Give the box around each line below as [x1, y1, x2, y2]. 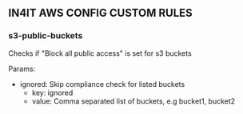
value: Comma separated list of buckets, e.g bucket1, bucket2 [31, 96, 236, 106]
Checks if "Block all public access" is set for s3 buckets [8, 48, 192, 58]
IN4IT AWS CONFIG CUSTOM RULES [8, 6, 193, 20]
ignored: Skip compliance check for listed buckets [19, 79, 185, 88]
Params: [8, 64, 36, 73]
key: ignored [31, 88, 74, 97]
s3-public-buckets [8, 30, 83, 41]
